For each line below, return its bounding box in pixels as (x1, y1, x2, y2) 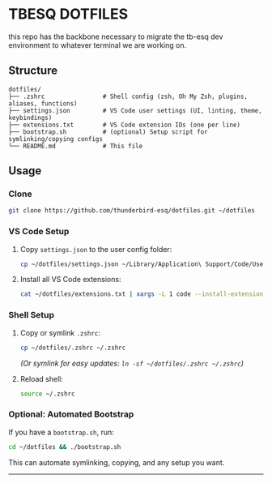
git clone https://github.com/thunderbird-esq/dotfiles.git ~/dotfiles (8, 207, 255, 215)
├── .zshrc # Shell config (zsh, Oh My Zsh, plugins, (8, 92, 249, 100)
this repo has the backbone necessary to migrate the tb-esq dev (8, 32, 223, 41)
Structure (8, 64, 58, 78)
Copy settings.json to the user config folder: (19, 244, 172, 254)
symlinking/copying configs (8, 135, 104, 143)
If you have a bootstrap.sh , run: (8, 427, 115, 437)
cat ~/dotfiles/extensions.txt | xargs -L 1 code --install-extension (19, 290, 264, 298)
